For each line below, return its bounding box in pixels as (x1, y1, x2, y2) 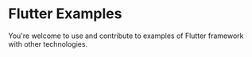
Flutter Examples (8, 5, 122, 23)
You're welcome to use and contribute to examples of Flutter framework (8, 31, 244, 40)
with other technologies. (8, 39, 88, 48)
